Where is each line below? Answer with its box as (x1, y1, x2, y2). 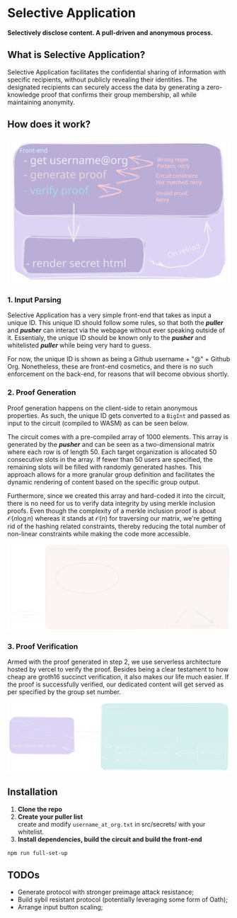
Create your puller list (17, 812, 83, 821)
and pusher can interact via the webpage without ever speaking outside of (7, 326, 225, 334)
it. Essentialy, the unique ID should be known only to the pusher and (7, 334, 207, 342)
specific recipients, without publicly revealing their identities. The (7, 75, 197, 84)
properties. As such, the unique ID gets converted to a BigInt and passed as (7, 411, 230, 419)
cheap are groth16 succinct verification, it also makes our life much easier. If (7, 673, 229, 681)
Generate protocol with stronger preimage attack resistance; (17, 888, 195, 897)
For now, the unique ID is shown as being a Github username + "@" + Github (7, 355, 231, 363)
